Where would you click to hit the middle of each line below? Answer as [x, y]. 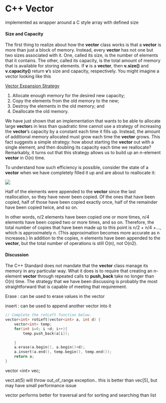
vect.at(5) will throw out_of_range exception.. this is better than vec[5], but [81, 380]
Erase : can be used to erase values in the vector [55, 296]
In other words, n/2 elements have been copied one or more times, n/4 [77, 217]
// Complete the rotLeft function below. [49, 315]
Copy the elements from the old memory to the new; [66, 101]
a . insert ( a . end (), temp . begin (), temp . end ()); [63, 352]
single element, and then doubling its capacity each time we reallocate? [78, 147]
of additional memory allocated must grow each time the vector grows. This [83, 137]
